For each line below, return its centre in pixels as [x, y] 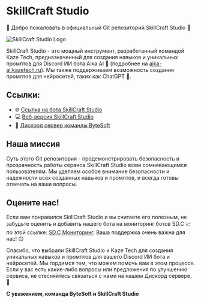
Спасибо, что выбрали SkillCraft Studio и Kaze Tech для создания [90, 250]
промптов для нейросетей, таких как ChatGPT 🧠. [69, 76]
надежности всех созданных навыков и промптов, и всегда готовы [92, 177]
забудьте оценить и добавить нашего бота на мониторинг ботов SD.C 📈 [99, 224]
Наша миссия [33, 144]
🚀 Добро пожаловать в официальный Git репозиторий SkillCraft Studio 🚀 [98, 28]
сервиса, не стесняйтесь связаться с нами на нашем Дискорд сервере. [99, 276]
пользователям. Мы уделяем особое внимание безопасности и [88, 171]
